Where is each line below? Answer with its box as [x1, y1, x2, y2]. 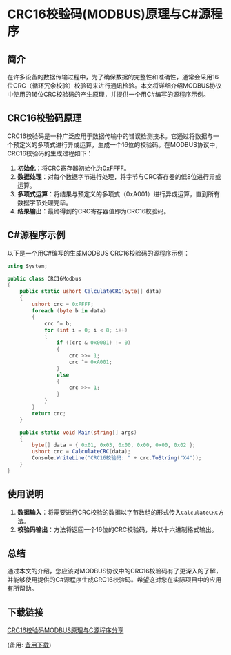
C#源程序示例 [7, 229, 66, 241]
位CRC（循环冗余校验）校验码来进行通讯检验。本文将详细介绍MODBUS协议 [7, 82, 222, 90]
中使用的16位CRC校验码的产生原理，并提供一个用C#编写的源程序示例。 [7, 91, 210, 98]
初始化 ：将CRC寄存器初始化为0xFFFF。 [17, 164, 130, 172]
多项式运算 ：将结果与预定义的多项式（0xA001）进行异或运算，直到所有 [17, 189, 221, 198]
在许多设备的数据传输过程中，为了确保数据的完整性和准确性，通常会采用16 [7, 73, 219, 81]
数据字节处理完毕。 [17, 198, 72, 207]
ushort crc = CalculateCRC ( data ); [32, 448, 131, 455]
